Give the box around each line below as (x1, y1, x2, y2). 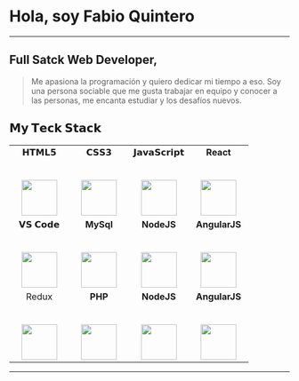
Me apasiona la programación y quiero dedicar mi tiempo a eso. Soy (30, 75, 282, 86)
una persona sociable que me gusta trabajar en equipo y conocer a (30, 85, 278, 96)
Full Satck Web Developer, (9, 52, 158, 67)
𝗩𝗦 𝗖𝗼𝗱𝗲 (19, 218, 61, 230)
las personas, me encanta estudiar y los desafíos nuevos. (30, 95, 242, 106)
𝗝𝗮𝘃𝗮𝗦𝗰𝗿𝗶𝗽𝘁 (133, 146, 185, 158)
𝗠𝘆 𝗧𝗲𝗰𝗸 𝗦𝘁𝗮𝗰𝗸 (9, 121, 102, 136)
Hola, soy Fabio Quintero (9, 6, 195, 27)
